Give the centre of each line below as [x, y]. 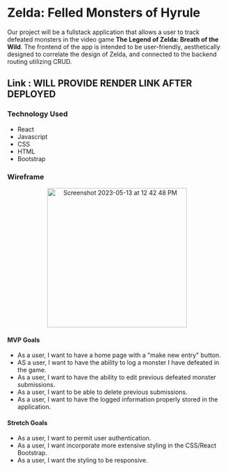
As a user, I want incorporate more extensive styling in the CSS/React [117, 445]
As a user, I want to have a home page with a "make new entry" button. [119, 355]
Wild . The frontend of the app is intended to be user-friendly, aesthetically [114, 47]
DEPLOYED [32, 94]
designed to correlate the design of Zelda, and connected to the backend [112, 54]
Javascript [32, 136]
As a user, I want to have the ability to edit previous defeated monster [117, 377]
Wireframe [26, 176]
